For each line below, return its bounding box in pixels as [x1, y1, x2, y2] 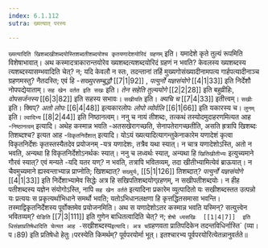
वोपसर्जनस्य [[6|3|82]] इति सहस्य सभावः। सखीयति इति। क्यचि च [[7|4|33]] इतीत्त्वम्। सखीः [8, 93, 253, 103]
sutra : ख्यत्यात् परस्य [8, 19, 66, 27]
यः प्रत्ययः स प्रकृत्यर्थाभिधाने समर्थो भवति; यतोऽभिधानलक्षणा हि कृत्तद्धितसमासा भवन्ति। [8, 193, 221, 203]
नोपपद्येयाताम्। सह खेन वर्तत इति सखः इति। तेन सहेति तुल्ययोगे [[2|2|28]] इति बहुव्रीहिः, [8, 85, 235, 94]
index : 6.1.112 [8, 11, 60, 20]
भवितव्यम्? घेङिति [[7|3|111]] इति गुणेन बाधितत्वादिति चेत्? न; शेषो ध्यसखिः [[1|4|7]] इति [8, 211, 251, 221]
